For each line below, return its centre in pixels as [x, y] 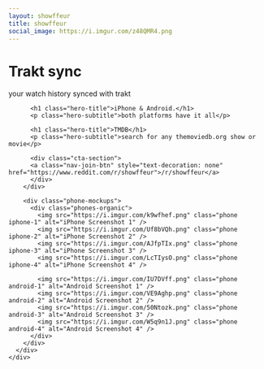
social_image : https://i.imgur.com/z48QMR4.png [91, 31]
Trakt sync [45, 71]
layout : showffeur [39, 16]
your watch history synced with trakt [70, 93]
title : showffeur [38, 24]
